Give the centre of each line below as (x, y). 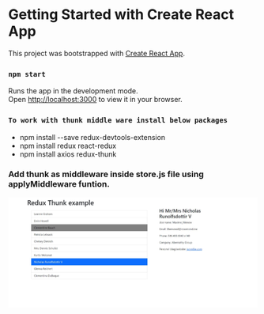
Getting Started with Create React (121, 15)
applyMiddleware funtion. (59, 184)
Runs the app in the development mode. (73, 91)
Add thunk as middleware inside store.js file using (106, 174)
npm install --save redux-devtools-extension (92, 137)
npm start (27, 74)
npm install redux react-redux (68, 146)
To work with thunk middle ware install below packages (118, 121)
